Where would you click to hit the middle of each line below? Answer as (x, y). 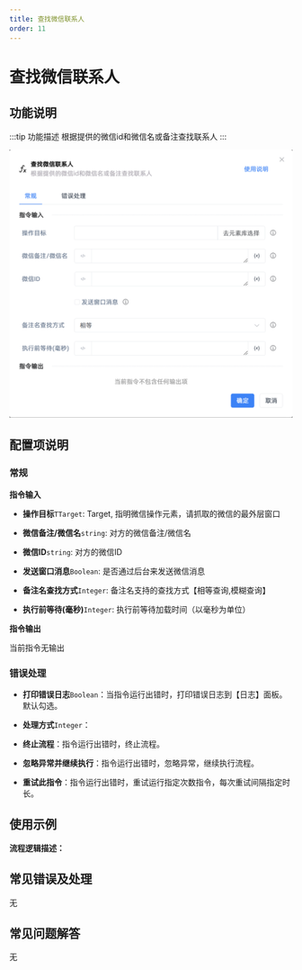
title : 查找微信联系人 (47, 19)
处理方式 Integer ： (56, 724)
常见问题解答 (45, 934)
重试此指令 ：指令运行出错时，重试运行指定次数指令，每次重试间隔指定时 (156, 782)
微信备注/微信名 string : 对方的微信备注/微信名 (107, 532)
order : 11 (28, 28)
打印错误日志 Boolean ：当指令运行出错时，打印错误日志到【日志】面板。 (155, 694)
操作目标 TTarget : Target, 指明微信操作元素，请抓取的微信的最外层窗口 (151, 513)
